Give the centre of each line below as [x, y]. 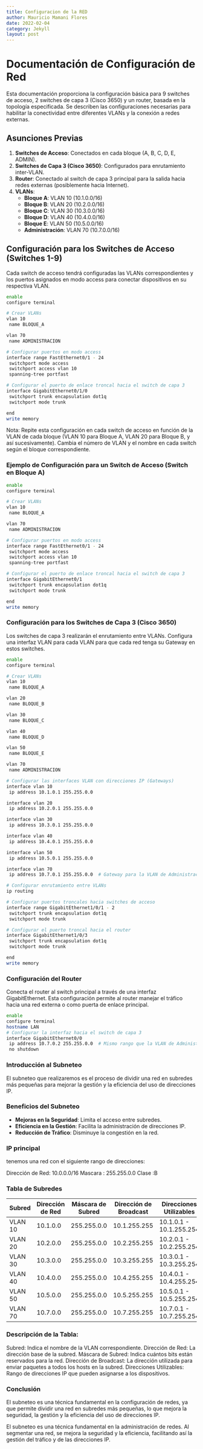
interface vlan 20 [29, 803]
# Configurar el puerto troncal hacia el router [69, 930]
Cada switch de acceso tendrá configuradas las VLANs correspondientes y [100, 273]
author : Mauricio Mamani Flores [47, 18]
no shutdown [24, 1049]
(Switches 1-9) [34, 258]
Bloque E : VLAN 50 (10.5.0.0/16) [64, 223]
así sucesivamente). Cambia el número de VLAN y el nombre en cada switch [101, 443]
